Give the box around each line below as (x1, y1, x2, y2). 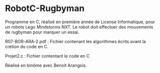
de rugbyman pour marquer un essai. (5, 29, 79, 35)
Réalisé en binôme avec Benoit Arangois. (5, 62, 87, 68)
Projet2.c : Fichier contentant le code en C (5, 53, 90, 58)
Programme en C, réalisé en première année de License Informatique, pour (5, 19, 155, 25)
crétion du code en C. (5, 44, 49, 49)
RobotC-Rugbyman (5, 3, 85, 14)
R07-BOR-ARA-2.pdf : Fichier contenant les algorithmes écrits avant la (5, 38, 146, 44)
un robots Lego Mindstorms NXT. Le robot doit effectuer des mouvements (5, 24, 153, 29)
